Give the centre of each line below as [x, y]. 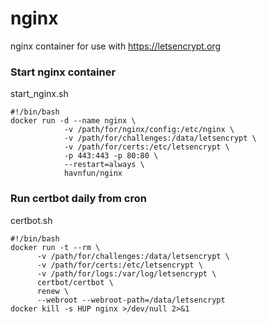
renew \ [53, 291]
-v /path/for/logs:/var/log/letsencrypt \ [126, 273]
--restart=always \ [104, 165]
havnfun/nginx [93, 173]
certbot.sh [31, 220]
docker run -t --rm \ [55, 247]
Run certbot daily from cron [78, 199]
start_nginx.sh [39, 94]
